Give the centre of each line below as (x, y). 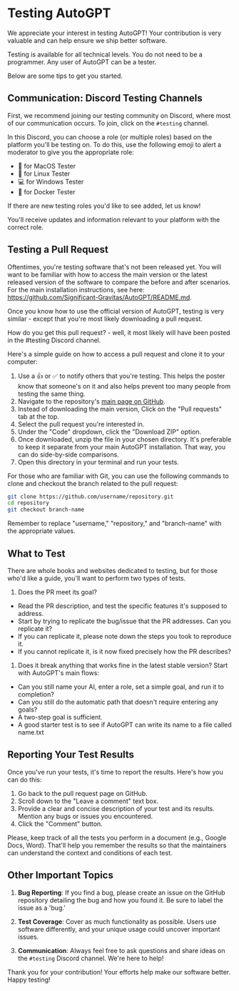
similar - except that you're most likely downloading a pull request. (105, 319)
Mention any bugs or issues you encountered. (85, 816)
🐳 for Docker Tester (46, 191)
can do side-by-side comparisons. (68, 454)
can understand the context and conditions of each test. (90, 852)
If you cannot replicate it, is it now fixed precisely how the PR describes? (124, 651)
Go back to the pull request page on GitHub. (82, 793)
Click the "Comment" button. (60, 824)
